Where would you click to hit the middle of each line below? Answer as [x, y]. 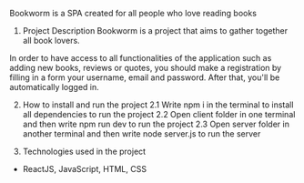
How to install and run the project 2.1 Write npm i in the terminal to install [158, 105]
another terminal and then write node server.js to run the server [142, 134]
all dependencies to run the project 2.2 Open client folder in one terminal [159, 114]
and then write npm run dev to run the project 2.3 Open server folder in [156, 124]
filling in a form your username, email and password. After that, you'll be [145, 77]
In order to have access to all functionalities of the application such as [141, 58]
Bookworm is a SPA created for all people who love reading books [133, 13]
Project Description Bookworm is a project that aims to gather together [155, 30]
